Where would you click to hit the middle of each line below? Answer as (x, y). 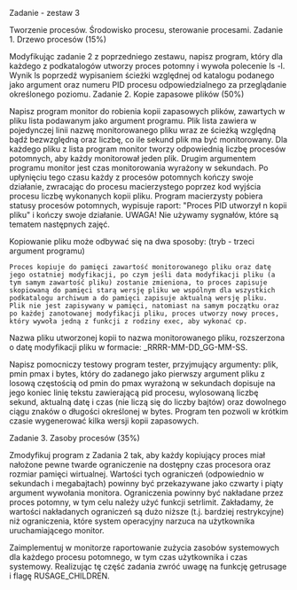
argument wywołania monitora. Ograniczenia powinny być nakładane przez (146, 493)
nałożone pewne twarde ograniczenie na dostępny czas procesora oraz (140, 465)
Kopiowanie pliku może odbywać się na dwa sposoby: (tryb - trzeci (132, 241)
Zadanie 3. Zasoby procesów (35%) (74, 438)
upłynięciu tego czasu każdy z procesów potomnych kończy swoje (132, 177)
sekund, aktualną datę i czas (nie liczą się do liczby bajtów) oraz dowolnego (148, 402)
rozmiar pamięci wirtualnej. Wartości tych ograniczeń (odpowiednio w (137, 474)
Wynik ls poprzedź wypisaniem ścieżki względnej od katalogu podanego (142, 75)
